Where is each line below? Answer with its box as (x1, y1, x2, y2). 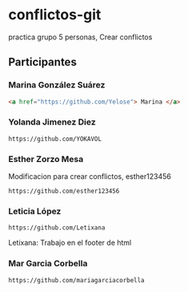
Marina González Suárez (8, 79, 106, 91)
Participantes (8, 55, 78, 69)
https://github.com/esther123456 (8, 187, 120, 196)
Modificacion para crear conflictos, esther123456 (8, 172, 172, 181)
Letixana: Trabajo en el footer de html (8, 238, 132, 248)
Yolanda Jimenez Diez (8, 116, 96, 128)
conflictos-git (8, 6, 102, 24)
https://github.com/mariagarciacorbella (8, 276, 146, 284)
